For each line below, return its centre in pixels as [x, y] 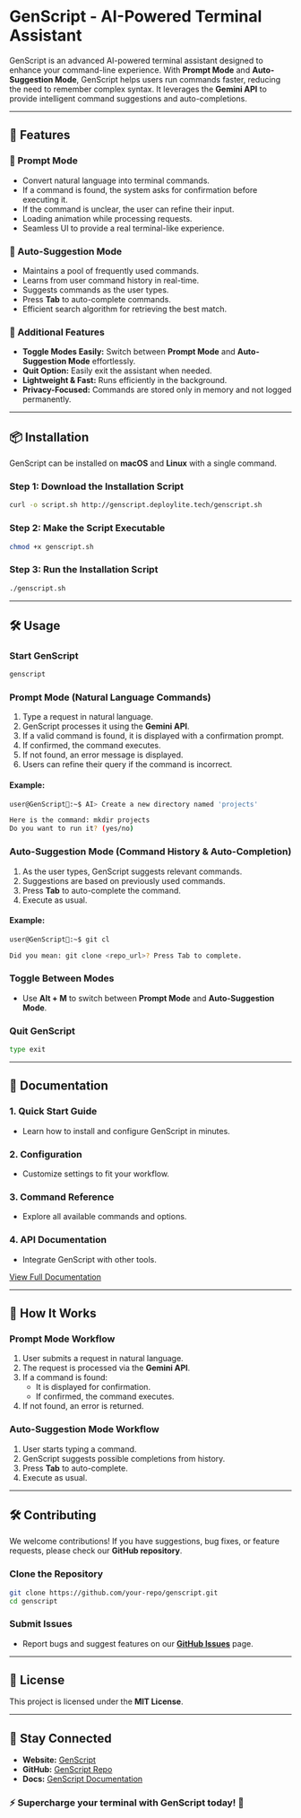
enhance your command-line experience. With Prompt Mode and [130, 70]
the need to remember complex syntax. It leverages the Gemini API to [138, 89]
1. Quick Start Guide [53, 1112]
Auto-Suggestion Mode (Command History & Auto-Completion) [150, 852]
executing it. [45, 199]
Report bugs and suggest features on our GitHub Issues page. [138, 1643]
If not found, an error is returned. [83, 1406]
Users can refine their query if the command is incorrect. [127, 765]
